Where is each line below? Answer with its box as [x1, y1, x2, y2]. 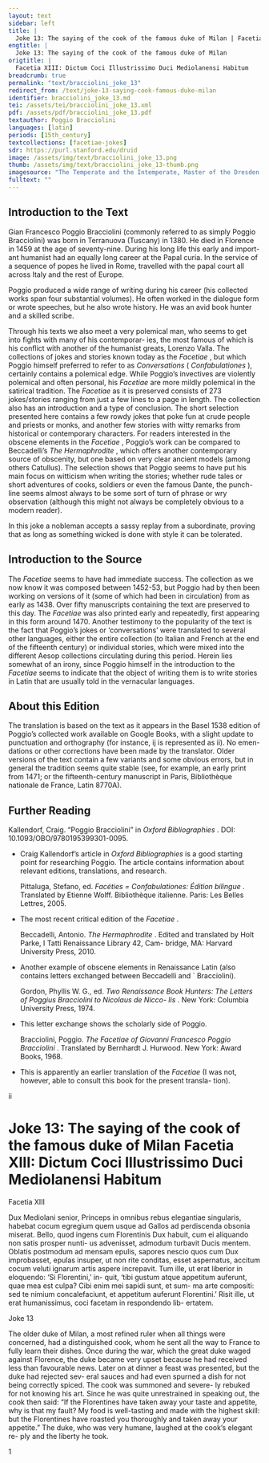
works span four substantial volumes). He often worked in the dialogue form [8, 294, 259, 303]
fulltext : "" [8, 176, 52, 185]
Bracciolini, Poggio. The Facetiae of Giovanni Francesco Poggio [19, 1034, 231, 1044]
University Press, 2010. [19, 947, 96, 957]
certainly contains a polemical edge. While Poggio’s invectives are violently [8, 368, 256, 378]
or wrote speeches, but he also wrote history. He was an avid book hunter [8, 302, 252, 311]
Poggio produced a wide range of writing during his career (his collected [8, 285, 248, 295]
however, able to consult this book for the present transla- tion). [19, 1076, 231, 1086]
